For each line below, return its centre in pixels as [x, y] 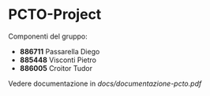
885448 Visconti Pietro [58, 60]
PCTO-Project [55, 15]
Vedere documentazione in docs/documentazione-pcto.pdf [105, 83]
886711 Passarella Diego [60, 51]
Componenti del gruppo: [48, 36]
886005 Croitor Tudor [56, 68]
